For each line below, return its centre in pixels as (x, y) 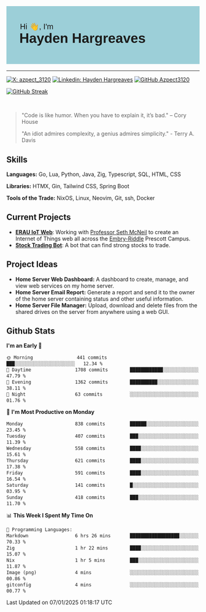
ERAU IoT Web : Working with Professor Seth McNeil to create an (97, 232)
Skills (17, 159)
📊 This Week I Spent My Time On (50, 516)
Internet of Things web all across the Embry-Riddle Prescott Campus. (103, 239)
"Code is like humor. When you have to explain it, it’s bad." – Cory (104, 115)
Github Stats (31, 331)
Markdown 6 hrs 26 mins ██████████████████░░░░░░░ (103, 536)
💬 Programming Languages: (39, 530)
